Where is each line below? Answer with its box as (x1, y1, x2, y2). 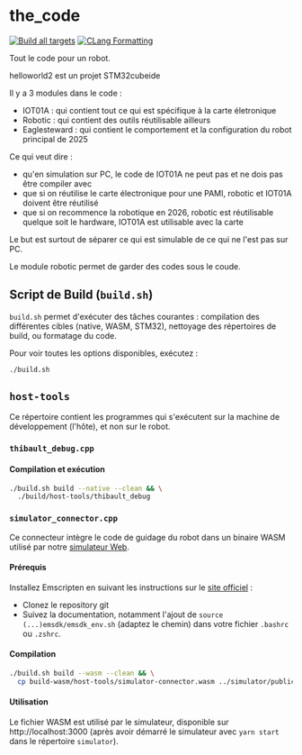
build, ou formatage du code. (9, 330, 117, 341)
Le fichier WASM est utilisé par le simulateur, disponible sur (9, 716, 229, 727)
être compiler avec (22, 177, 93, 189)
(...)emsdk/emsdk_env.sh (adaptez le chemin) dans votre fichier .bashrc (22, 618, 289, 629)
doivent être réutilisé (22, 197, 99, 208)
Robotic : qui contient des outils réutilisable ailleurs (22, 114, 211, 125)
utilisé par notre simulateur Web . (9, 541, 130, 552)
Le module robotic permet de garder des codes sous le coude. (9, 260, 241, 271)
